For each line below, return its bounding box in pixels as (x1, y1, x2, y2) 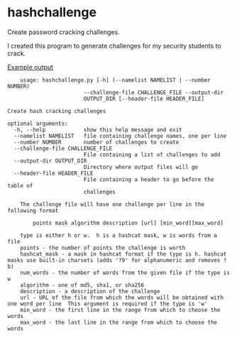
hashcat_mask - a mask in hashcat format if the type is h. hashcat (20, 250, 227, 258)
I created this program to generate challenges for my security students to (7, 41, 221, 50)
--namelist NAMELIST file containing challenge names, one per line (13, 132, 227, 139)
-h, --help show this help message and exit (13, 126, 182, 133)
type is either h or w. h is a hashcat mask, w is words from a (20, 231, 218, 239)
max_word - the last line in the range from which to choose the (20, 319, 218, 326)
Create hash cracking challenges (7, 107, 106, 114)
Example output (7, 62, 53, 71)
